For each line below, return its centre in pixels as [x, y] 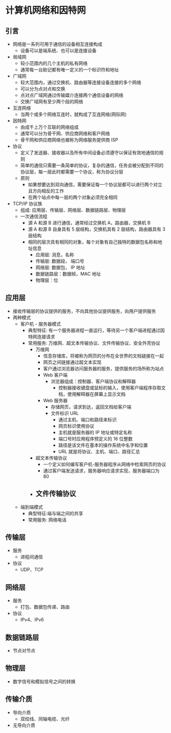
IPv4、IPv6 [32, 620]
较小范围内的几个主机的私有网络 [54, 63]
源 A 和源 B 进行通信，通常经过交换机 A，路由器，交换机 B [89, 223]
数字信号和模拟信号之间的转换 [44, 681]
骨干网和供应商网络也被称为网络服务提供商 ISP [69, 140]
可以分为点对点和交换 [43, 89]
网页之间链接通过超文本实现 [72, 362]
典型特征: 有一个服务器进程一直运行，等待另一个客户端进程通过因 [96, 330]
